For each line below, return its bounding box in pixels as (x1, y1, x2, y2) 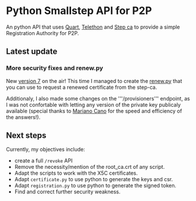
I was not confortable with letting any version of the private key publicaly (6, 101, 181, 108)
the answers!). (6, 113, 41, 120)
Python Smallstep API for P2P (6, 4, 152, 18)
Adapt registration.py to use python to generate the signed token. (14, 182, 177, 189)
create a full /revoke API (14, 157, 73, 164)
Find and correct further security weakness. (14, 188, 121, 195)
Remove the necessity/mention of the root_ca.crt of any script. (14, 164, 165, 171)
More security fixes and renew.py (6, 64, 103, 72)
